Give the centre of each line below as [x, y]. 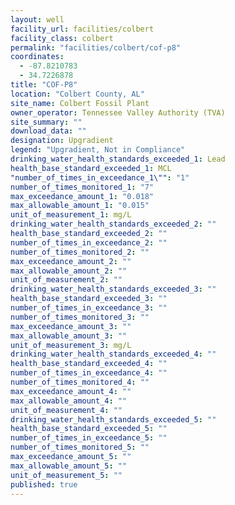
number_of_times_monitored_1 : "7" [82, 187]
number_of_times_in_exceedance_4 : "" [89, 373]
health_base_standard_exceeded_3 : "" [89, 299]
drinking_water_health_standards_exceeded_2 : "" [113, 224]
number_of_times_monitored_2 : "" [80, 252]
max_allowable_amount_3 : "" [69, 336]
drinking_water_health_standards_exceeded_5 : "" [113, 419]
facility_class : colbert [62, 38]
